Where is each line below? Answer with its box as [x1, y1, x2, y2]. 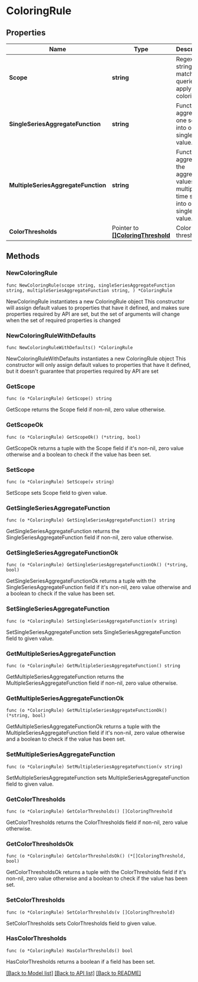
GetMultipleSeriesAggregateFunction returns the [6, 674, 124, 681]
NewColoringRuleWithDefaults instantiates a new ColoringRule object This [6, 355, 186, 362]
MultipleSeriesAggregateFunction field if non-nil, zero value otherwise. [6, 679, 178, 687]
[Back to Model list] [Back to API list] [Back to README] [6, 969, 141, 977]
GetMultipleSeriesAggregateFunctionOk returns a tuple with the [6, 723, 161, 730]
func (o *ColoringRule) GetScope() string [6, 396, 112, 402]
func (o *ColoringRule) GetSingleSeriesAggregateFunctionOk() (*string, [6, 562, 189, 568]
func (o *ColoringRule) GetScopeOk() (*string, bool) [6, 434, 141, 440]
